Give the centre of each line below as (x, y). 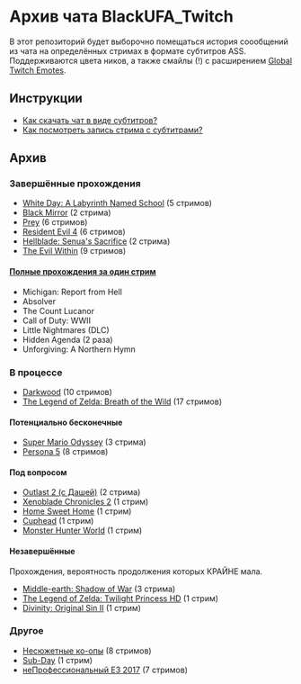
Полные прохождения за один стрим (83, 272)
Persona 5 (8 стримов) (65, 452)
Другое (27, 631)
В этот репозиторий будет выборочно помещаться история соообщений (149, 41)
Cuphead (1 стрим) (58, 521)
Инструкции (46, 99)
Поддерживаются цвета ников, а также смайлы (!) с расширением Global (151, 60)
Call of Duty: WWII (57, 320)
